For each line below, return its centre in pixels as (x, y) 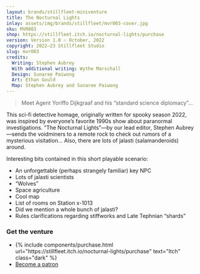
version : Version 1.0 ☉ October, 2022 (55, 40)
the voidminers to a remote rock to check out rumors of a (100, 134)
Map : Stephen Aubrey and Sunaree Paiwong (65, 86)
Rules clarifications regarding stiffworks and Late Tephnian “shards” (100, 216)
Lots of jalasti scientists (44, 177)
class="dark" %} (36, 258)
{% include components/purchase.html (64, 245)
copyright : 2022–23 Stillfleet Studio (55, 46)
